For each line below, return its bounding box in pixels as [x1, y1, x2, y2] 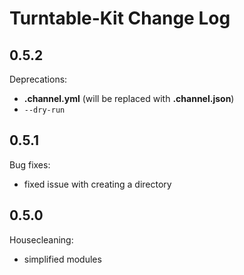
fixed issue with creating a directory [23, 178, 172, 190]
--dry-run [23, 105, 66, 115]
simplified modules [23, 253, 102, 265]
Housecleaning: [9, 233, 74, 246]
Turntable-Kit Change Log [9, 7, 231, 30]
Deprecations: [9, 73, 68, 85]
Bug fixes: [9, 158, 51, 171]
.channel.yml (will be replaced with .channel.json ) [23, 93, 235, 104]
